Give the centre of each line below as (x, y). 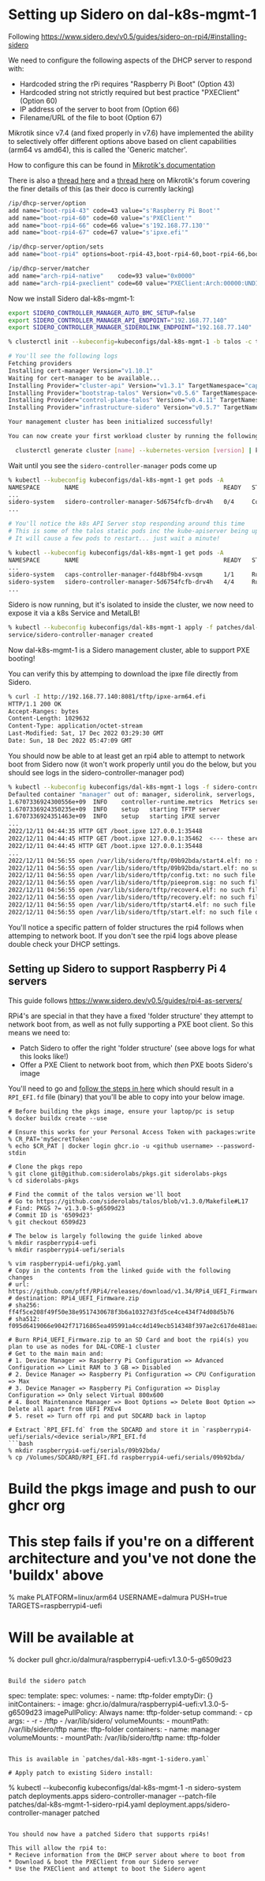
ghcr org (37, 1505)
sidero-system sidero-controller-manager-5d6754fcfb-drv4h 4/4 (121, 582)
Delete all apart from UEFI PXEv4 (65, 1409)
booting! (22, 658)
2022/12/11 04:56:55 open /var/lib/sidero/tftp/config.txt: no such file (132, 876)
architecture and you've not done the (132, 1558)
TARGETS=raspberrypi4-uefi (55, 1605)
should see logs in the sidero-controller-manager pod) (97, 772)
